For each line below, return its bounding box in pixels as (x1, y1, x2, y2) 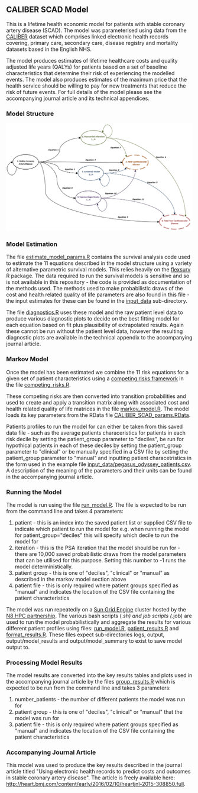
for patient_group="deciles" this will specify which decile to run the (14, 532, 179, 539)
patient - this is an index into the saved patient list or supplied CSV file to (14, 519, 192, 526)
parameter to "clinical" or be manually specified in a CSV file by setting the (6, 448, 188, 455)
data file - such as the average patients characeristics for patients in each (6, 429, 186, 436)
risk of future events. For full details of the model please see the (6, 88, 162, 95)
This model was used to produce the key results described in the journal (6, 762, 182, 769)
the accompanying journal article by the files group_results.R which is (6, 678, 176, 685)
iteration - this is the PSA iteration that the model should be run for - (14, 544, 180, 551)
